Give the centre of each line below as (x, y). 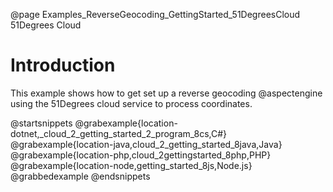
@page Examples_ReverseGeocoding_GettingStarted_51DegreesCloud (155, 14)
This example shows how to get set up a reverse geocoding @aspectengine (166, 93)
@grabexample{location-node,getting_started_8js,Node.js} (131, 165)
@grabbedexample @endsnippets (80, 176)
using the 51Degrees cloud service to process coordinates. (131, 103)
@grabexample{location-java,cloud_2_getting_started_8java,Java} (146, 144)
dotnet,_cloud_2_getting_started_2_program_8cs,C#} (119, 133)
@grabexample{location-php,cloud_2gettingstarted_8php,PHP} (141, 155)
